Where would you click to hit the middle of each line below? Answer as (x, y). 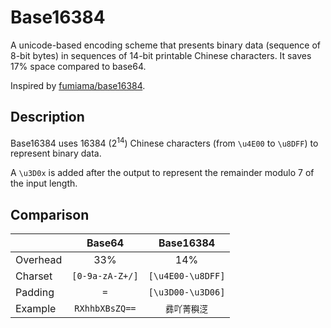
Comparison (50, 214)
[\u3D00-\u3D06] (187, 292)
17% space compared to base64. (78, 66)
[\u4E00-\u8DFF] (187, 276)
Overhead (39, 260)
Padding (35, 293)
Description (47, 117)
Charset (34, 276)
